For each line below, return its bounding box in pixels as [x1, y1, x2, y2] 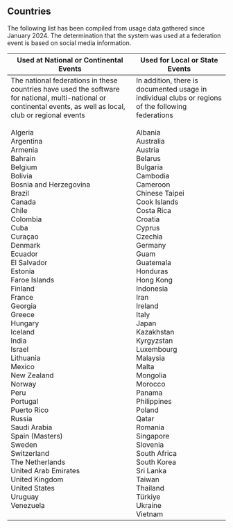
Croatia [136, 214, 160, 224]
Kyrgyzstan [136, 336, 173, 346]
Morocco [136, 379, 166, 389]
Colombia [10, 214, 42, 224]
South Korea [136, 457, 177, 467]
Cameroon [136, 180, 171, 189]
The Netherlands [10, 457, 66, 467]
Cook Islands [136, 197, 179, 207]
